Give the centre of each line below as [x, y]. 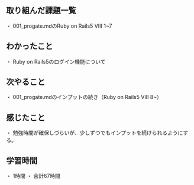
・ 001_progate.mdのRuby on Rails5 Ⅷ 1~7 [59, 26]
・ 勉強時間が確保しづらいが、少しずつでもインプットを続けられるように [95, 133]
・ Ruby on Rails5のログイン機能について [56, 61]
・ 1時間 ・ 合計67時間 [33, 176]
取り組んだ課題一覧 [41, 11]
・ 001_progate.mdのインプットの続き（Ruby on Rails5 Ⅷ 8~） [84, 97]
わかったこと [30, 46]
